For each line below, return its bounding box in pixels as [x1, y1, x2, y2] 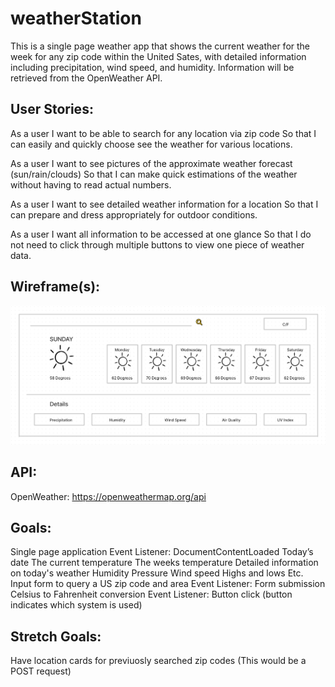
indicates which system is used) [10, 599, 143, 611]
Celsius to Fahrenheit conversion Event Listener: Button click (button [10, 588, 293, 601]
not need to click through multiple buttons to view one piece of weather [10, 238, 305, 251]
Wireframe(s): [10, 278, 101, 296]
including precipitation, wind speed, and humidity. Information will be [10, 61, 295, 73]
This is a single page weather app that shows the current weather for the [10, 40, 311, 52]
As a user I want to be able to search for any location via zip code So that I [10, 127, 317, 139]
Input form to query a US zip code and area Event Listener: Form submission [10, 578, 326, 590]
